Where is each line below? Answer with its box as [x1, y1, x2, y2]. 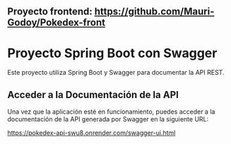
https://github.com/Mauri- [94, 6, 215, 18]
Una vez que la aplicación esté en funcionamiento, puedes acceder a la [7, 107, 215, 116]
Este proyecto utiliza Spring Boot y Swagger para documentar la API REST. [7, 68, 225, 77]
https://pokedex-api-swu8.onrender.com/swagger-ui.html [7, 128, 176, 137]
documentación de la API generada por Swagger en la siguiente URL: [7, 115, 209, 124]
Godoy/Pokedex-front [7, 17, 106, 29]
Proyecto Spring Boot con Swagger [7, 45, 218, 61]
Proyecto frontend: [7, 6, 93, 18]
